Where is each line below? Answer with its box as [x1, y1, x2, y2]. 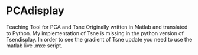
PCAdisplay [6, 4, 65, 18]
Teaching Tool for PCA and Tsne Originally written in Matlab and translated [6, 23, 188, 30]
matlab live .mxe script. [6, 42, 63, 49]
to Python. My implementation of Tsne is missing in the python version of [6, 29, 184, 36]
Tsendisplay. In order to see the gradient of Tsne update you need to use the [6, 36, 193, 43]
